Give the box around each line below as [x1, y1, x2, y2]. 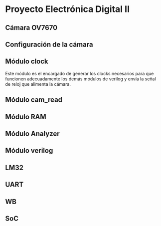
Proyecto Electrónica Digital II [5, 3, 130, 15]
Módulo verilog [5, 146, 53, 155]
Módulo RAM [5, 112, 46, 121]
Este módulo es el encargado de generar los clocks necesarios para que [5, 70, 154, 76]
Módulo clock [5, 57, 48, 66]
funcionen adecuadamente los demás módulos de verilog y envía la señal [5, 76, 156, 82]
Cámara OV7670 [5, 23, 58, 32]
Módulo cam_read [5, 96, 63, 104]
